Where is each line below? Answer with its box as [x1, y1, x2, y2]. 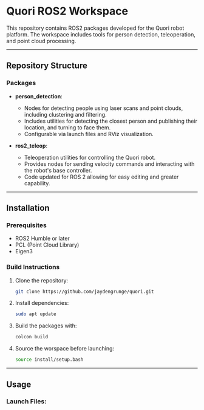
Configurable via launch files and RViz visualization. [24, 130, 154, 137]
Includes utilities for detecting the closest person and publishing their [24, 117, 197, 125]
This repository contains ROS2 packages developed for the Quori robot [6, 24, 185, 32]
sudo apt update [15, 311, 56, 317]
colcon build [15, 334, 49, 340]
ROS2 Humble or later [15, 235, 70, 242]
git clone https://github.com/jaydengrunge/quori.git [15, 289, 154, 295]
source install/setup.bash [15, 357, 84, 363]
